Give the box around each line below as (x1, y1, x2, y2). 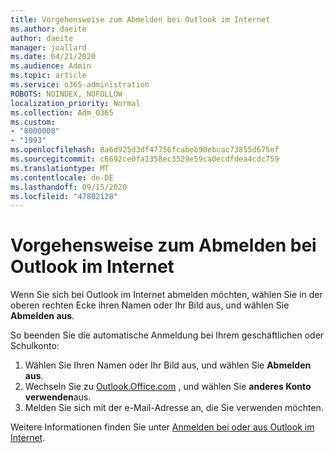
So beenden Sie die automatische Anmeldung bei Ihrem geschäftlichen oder (10, 329, 325, 341)
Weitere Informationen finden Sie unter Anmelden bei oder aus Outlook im (10, 421, 315, 433)
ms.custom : (10, 117, 56, 127)
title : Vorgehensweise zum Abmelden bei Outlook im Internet (10, 14, 271, 25)
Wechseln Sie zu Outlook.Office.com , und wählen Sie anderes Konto (24, 381, 312, 393)
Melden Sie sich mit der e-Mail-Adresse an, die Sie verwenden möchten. (24, 402, 324, 414)
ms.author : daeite (10, 24, 87, 34)
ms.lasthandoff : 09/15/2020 (10, 182, 128, 192)
